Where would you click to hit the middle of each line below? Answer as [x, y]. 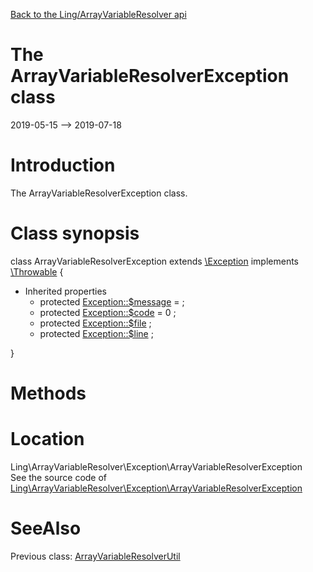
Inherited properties [65, 291]
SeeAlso [46, 528]
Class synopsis [75, 233]
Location [47, 439]
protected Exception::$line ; [96, 333]
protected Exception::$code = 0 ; [108, 312]
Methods [48, 393]
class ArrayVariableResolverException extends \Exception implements [154, 261]
